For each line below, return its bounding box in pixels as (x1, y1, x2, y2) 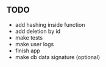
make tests (15, 33, 43, 41)
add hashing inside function (15, 21, 85, 28)
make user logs (15, 40, 54, 48)
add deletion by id (15, 27, 61, 35)
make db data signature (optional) (15, 53, 101, 60)
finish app (15, 47, 41, 54)
